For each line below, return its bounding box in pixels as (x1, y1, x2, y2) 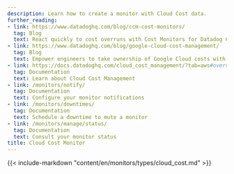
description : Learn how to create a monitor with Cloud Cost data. (7, 10, 208, 17)
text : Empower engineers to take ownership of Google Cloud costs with (13, 56, 226, 63)
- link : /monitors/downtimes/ (7, 101, 95, 108)
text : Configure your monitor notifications (13, 95, 145, 102)
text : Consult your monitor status (13, 133, 117, 140)
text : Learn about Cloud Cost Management (13, 74, 136, 82)
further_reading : (7, 17, 58, 24)
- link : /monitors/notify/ (7, 81, 86, 88)
